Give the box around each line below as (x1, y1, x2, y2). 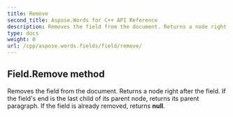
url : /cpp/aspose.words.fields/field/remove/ (7, 42, 142, 49)
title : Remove (7, 10, 49, 17)
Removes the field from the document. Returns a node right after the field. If (7, 86, 226, 95)
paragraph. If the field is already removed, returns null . (7, 102, 166, 110)
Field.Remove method (7, 68, 105, 80)
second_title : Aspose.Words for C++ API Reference (7, 17, 158, 24)
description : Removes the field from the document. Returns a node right (7, 23, 227, 30)
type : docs (7, 29, 39, 37)
